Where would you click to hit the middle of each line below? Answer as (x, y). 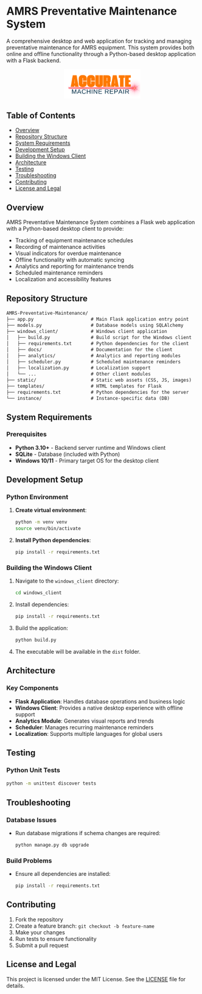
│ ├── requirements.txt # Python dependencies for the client (98, 344)
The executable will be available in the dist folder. (78, 652)
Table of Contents (41, 116)
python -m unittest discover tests (51, 783)
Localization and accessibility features (63, 279)
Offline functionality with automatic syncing (70, 260)
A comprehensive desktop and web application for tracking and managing (99, 41)
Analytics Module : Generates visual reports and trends (84, 721)
